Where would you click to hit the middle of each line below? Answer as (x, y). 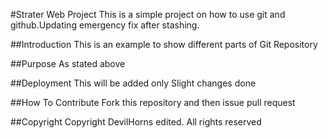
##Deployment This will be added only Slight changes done (133, 83)
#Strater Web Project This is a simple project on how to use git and (148, 14)
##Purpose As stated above (68, 63)
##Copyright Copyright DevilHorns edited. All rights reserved (136, 122)
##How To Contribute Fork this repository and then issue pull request (153, 102)
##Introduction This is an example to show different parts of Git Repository (164, 44)
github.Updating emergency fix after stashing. (105, 25)
